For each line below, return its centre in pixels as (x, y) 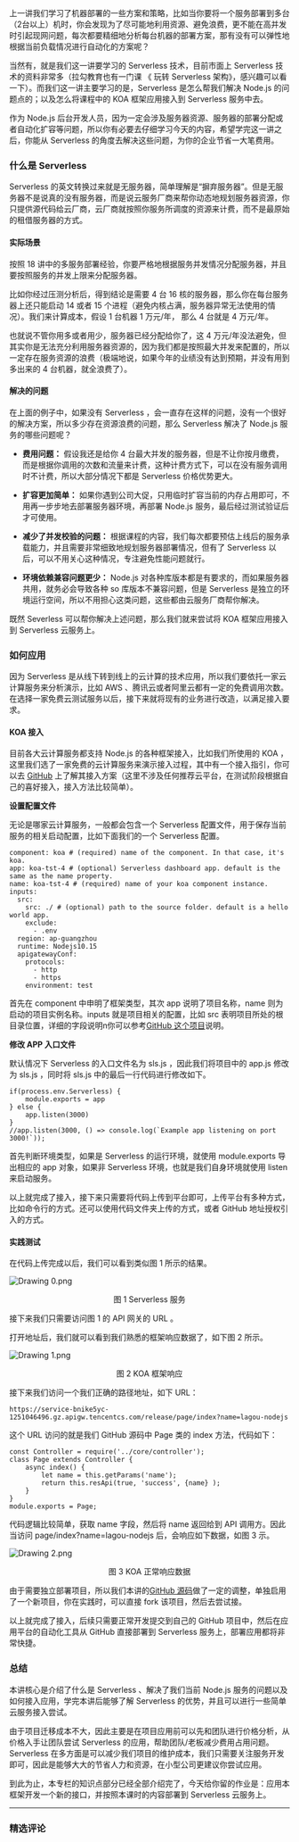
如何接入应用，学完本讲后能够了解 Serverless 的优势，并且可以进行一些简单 (148, 1701)
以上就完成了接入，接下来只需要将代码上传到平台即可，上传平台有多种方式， (149, 1198)
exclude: (41, 923)
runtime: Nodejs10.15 (57, 947)
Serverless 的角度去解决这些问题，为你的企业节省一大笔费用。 (165, 140)
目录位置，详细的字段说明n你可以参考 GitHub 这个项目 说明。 (119, 1025)
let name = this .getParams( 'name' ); (109, 1475)
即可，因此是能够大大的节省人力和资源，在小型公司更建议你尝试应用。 (138, 1764)
